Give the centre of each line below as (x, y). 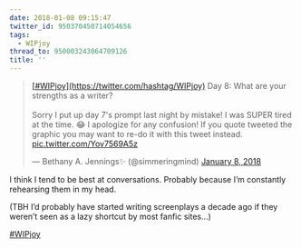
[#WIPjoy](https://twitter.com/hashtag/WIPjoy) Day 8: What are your (159, 86)
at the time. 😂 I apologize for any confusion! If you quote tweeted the (162, 124)
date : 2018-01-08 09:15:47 (60, 18)
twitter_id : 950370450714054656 (70, 26)
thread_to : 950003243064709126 (68, 52)
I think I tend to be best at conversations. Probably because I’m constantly (148, 179)
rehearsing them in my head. (63, 189)
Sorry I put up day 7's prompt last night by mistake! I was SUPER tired (161, 115)
